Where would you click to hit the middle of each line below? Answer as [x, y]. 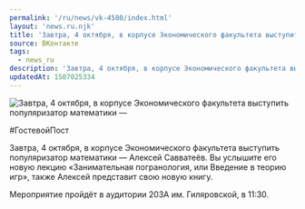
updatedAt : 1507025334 [52, 77]
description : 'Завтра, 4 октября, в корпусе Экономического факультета [148, 69]
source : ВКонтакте [44, 43]
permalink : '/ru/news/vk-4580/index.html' [91, 18]
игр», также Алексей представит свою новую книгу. [111, 176]
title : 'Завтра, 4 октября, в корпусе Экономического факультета [135, 35]
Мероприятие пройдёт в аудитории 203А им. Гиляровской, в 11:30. [139, 194]
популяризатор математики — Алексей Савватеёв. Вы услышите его [143, 157]
